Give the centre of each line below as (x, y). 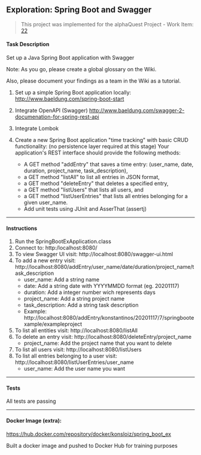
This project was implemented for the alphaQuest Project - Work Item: (107, 24)
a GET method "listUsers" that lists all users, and (83, 190)
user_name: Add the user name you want (74, 369)
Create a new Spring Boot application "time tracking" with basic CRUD (101, 140)
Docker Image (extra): (34, 421)
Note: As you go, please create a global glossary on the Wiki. (81, 69)
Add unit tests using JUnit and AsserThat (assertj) (85, 209)
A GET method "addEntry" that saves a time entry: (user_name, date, (109, 165)
